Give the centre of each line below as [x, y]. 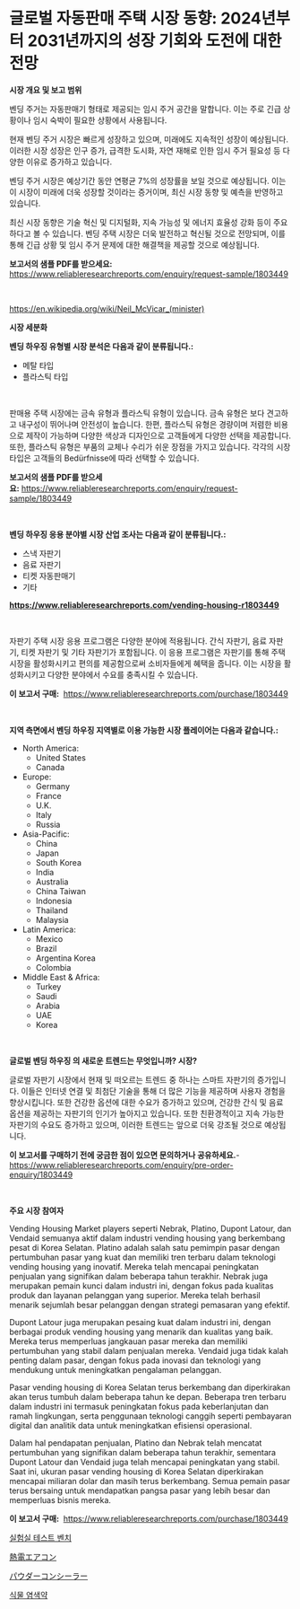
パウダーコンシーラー [48, 1576]
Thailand [52, 910]
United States [61, 757]
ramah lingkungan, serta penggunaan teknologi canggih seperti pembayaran [150, 1416]
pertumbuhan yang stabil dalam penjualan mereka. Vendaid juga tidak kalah [149, 1350]
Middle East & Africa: [61, 977]
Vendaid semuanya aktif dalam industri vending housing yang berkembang [147, 1238]
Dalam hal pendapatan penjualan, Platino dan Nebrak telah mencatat [136, 1443]
